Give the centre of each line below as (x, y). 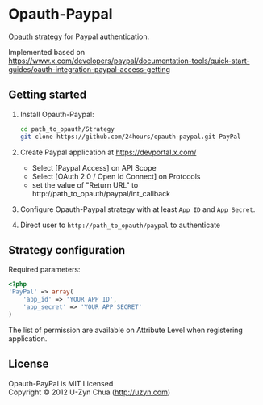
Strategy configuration (67, 250)
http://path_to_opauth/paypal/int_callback (101, 193)
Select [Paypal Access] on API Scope (94, 167)
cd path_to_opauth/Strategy (67, 129)
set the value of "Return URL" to (85, 185)
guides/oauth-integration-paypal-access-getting (90, 69)
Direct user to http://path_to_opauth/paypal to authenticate (120, 225)
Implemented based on (47, 52)
